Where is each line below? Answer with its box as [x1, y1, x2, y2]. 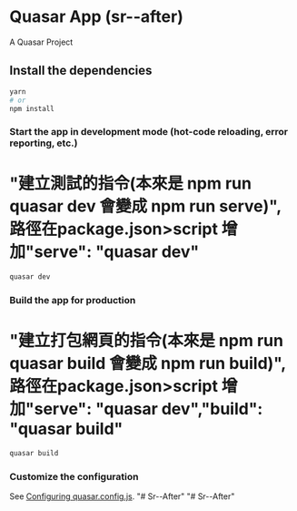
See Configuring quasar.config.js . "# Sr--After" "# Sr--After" [9, 491, 235, 502]
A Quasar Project [9, 36, 74, 47]
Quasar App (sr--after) [9, 6, 183, 27]
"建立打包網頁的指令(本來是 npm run [9, 331, 284, 352]
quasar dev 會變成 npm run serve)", [9, 196, 282, 217]
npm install [9, 104, 54, 113]
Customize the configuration [9, 470, 139, 483]
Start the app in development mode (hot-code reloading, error [9, 126, 289, 138]
